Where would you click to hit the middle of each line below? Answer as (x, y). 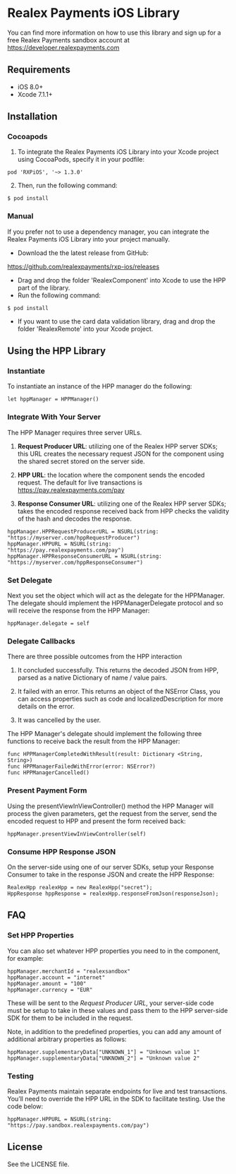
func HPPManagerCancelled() (49, 773)
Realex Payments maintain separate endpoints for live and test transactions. (117, 1091)
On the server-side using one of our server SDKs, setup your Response (111, 867)
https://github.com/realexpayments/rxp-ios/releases (83, 266)
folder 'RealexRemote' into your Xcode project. (85, 328)
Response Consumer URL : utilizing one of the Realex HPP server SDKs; (122, 504)
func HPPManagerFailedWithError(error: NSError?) (82, 767)
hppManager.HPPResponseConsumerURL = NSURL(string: (85, 556)
